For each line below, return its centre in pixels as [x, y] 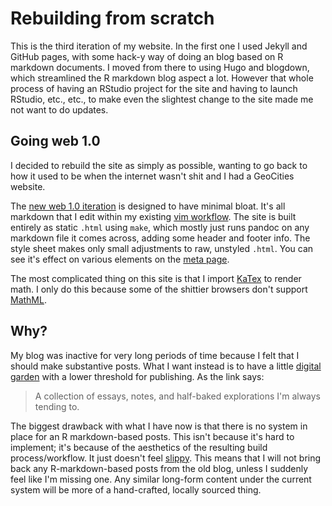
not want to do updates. [59, 109]
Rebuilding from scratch [112, 18]
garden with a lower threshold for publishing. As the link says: [137, 376]
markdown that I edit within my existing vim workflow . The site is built [153, 216]
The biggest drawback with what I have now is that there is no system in [159, 426]
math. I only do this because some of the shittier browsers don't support [159, 289]
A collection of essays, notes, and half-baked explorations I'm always [178, 396]
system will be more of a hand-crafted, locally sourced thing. [136, 489]
